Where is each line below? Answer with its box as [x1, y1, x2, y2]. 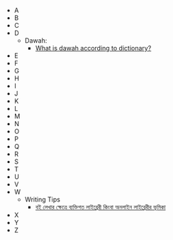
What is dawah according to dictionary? [35, 44, 152, 52]
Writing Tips [24, 195, 60, 204]
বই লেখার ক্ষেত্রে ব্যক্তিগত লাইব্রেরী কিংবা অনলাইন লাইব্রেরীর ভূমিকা [35, 203, 166, 211]
